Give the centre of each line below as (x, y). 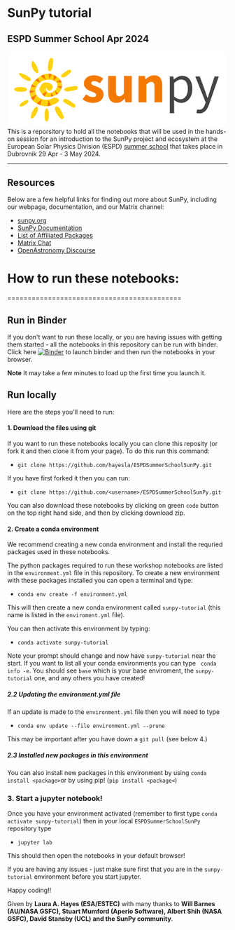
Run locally (32, 395)
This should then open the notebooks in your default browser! (96, 856)
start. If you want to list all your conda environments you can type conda (112, 663)
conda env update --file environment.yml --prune (91, 726)
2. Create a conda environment (53, 529)
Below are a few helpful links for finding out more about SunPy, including (112, 200)
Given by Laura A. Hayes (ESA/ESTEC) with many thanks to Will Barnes (111, 904)
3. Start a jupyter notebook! (55, 798)
